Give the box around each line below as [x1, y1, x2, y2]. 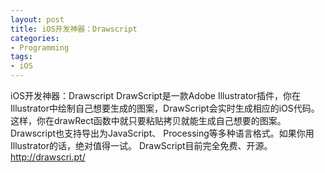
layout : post [10, 14, 65, 25]
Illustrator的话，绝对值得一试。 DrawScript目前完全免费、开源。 [10, 140, 273, 151]
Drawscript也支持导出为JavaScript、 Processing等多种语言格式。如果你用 [10, 127, 315, 139]
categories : [10, 33, 60, 43]
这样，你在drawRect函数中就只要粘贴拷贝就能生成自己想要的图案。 [10, 115, 287, 126]
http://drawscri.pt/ [10, 151, 86, 163]
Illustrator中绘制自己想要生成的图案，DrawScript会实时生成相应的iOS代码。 [10, 102, 320, 114]
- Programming [10, 42, 70, 53]
